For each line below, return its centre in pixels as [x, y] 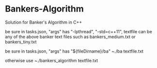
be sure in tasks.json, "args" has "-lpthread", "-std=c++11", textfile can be [79, 31]
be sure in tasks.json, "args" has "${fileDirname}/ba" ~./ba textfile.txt [74, 51]
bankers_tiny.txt [21, 41]
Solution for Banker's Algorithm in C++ [44, 22]
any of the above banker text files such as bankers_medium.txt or [70, 37]
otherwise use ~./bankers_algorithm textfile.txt [52, 60]
